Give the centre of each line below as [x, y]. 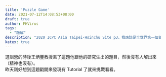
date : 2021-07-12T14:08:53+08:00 [40, 14]
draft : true [17, 19]
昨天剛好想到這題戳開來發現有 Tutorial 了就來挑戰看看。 [62, 69]
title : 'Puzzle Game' [27, 10]
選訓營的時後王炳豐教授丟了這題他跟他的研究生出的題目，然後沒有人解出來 [81, 57]
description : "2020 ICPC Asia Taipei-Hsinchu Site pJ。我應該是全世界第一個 [82, 38]
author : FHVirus [22, 24]
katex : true [17, 42]
